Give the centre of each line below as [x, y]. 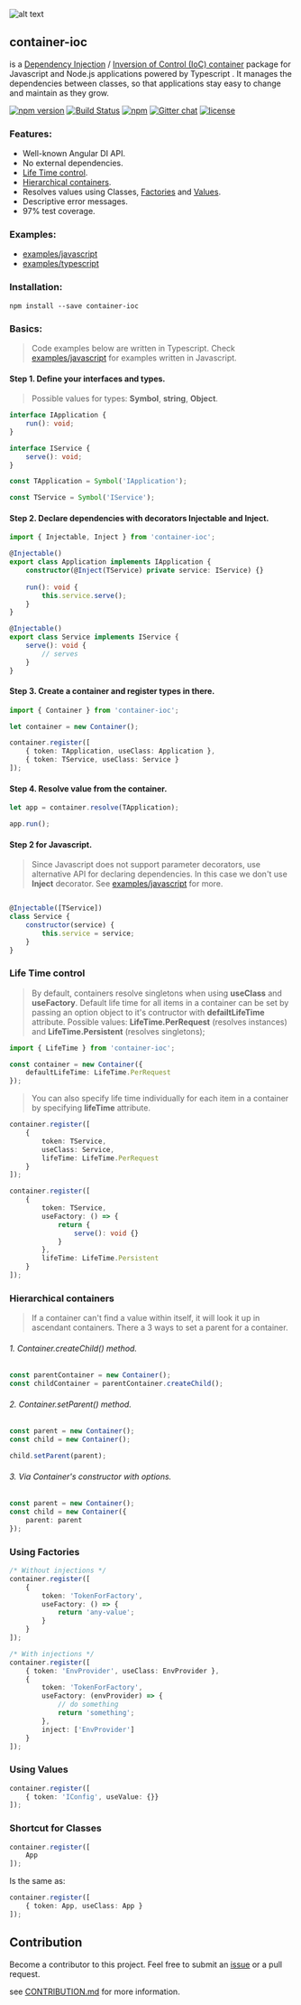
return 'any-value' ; [96, 1613]
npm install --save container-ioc [74, 306]
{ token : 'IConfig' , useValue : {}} [92, 1797]
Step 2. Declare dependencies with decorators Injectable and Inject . [139, 518]
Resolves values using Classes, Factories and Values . [122, 192]
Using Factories [45, 1551]
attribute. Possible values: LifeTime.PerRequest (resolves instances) [160, 1022]
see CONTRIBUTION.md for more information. [95, 1991]
